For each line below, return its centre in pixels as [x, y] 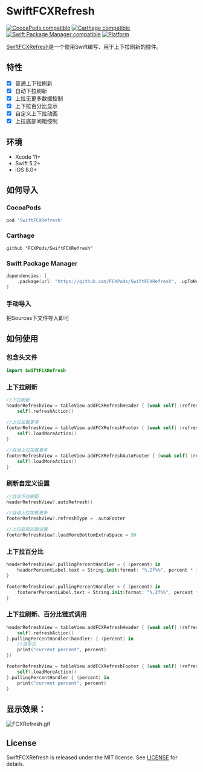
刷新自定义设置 [28, 483]
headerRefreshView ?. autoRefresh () [50, 502]
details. [15, 764]
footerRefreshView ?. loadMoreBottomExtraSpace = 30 [71, 535]
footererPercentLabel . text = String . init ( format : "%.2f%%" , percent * [108, 592]
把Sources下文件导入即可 [38, 318]
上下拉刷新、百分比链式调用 [47, 614]
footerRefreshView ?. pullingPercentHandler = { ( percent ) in [84, 587]
